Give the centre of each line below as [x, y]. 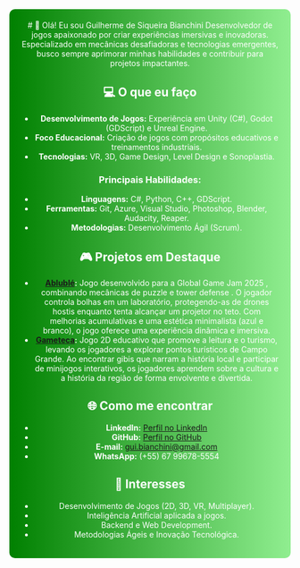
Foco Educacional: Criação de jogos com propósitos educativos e [156, 137]
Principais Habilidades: [150, 180]
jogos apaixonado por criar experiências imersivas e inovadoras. [150, 34]
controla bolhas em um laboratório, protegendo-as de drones [157, 301]
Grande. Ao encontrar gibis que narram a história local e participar [157, 359]
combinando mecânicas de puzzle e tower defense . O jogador [157, 292]
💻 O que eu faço [150, 93]
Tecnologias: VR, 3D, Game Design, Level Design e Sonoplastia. [157, 157]
